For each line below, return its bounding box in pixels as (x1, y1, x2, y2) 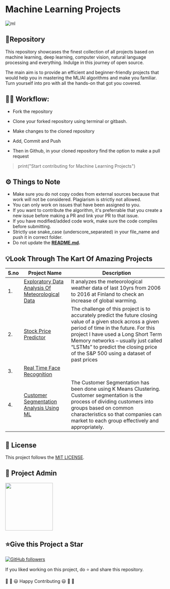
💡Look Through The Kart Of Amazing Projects (5, 254, 153, 263)
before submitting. (12, 224, 52, 230)
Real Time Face (23, 364, 61, 371)
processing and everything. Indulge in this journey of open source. (5, 59, 144, 66)
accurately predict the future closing (70, 312, 158, 319)
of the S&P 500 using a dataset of (70, 350, 152, 357)
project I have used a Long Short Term (70, 331, 162, 338)
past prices (70, 356, 98, 363)
